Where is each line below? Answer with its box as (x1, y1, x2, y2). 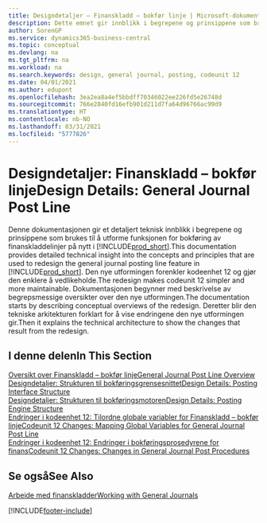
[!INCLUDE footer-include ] (8, 506, 93, 516)
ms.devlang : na (8, 49, 59, 57)
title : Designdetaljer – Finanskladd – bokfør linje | (8, 11, 194, 20)
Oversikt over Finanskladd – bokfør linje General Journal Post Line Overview (8, 370, 256, 380)
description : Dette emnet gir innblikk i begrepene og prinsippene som (8, 19, 250, 27)
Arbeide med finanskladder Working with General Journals (8, 490, 199, 500)
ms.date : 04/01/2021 (8, 78, 77, 86)
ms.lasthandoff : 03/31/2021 (8, 123, 102, 131)
